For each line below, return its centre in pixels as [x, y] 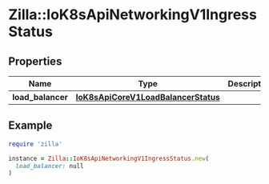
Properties [35, 61]
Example [30, 126]
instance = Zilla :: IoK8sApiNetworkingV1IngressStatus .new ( [109, 158]
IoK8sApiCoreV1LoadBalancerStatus [148, 97]
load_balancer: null [50, 166]
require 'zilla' [35, 144]
